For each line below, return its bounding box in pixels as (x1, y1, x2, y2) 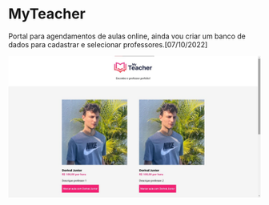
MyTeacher (8, 5, 86, 23)
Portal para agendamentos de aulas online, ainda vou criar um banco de (8, 31, 246, 41)
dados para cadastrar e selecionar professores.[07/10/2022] (8, 39, 208, 49)
